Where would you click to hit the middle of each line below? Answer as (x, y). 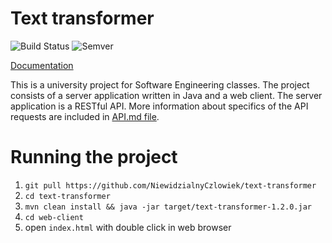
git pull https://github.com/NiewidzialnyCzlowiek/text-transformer (170, 185)
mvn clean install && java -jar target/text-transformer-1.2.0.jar (168, 207)
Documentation (42, 65)
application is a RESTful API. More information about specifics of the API (159, 106)
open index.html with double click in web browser (128, 227)
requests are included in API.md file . (85, 116)
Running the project (94, 157)
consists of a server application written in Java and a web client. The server (166, 95)
